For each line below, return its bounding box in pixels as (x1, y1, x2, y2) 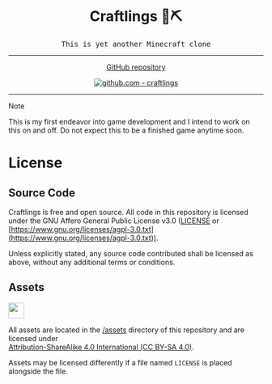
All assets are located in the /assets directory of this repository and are (8, 325, 245, 335)
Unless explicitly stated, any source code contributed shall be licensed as (8, 248, 253, 258)
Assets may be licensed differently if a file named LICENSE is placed (8, 357, 232, 367)
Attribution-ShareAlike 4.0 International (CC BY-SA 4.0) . (8, 342, 194, 352)
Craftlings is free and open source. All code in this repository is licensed (8, 207, 249, 217)
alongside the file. (8, 366, 69, 376)
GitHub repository (106, 62, 166, 72)
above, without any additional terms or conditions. (8, 257, 176, 267)
